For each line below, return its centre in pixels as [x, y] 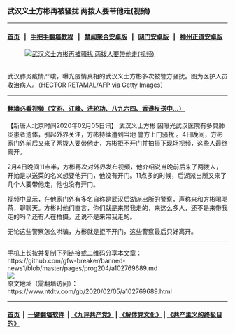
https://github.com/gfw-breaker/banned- [66, 260]
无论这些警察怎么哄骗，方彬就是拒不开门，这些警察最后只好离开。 [102, 231]
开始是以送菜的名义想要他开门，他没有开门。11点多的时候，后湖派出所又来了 [117, 175]
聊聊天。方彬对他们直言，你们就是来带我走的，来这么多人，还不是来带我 [123, 207]
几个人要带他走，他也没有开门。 [53, 184]
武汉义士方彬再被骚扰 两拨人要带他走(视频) [79, 11]
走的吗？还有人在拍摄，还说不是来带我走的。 [72, 216]
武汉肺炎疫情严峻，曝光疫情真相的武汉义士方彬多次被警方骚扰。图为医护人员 [117, 76]
